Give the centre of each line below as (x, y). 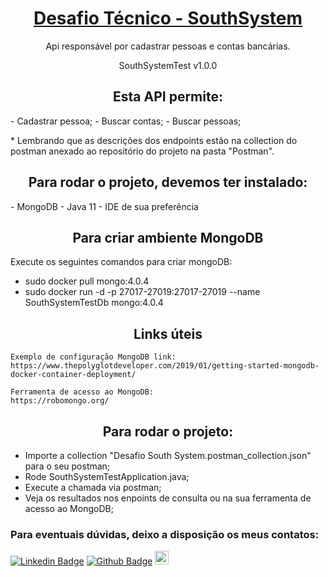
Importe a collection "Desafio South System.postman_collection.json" (168, 455)
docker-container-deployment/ (73, 375)
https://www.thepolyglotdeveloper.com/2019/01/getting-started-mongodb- (165, 366)
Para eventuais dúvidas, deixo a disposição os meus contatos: (165, 534)
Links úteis (168, 333)
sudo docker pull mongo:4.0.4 (87, 281)
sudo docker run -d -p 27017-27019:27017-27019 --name (142, 292)
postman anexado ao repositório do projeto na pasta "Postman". (142, 151)
